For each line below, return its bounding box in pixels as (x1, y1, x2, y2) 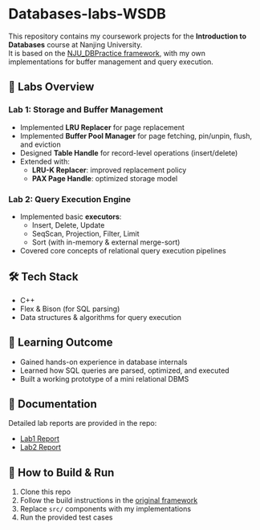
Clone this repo (19, 487, 71, 497)
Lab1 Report (19, 434, 60, 443)
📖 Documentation (8, 397, 98, 411)
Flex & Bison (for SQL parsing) (19, 304, 120, 314)
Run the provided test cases (19, 512, 113, 522)
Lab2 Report (19, 443, 62, 452)
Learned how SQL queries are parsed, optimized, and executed (19, 366, 230, 375)
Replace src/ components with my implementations (19, 504, 191, 514)
